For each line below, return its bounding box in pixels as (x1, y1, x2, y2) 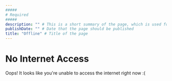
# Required (5, 12, 29, 17)
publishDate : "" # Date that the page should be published (5, 26, 134, 32)
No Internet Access (5, 53, 89, 65)
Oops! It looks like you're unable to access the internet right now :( (5, 70, 146, 76)
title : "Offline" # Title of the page (5, 31, 88, 36)
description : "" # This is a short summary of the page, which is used (5, 21, 161, 27)
